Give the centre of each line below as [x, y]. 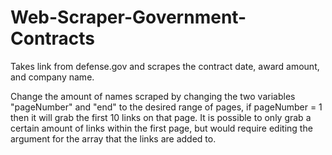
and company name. [52, 77]
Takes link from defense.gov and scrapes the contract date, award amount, [165, 66]
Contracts [53, 38]
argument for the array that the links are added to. [113, 138]
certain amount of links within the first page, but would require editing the [161, 128]
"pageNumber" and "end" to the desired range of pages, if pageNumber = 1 [166, 107]
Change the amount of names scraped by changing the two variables [153, 96]
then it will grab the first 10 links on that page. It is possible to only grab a [161, 117]
